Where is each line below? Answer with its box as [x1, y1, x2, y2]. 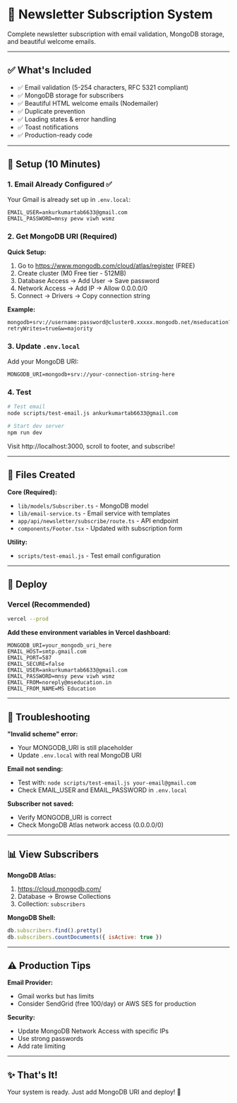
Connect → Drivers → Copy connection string [17, 291, 150, 299]
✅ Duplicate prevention [17, 107, 86, 115]
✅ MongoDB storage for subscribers [17, 91, 124, 100]
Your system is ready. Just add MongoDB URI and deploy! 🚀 [7, 1087, 181, 1097]
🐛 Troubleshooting [7, 711, 90, 723]
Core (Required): [7, 487, 58, 496]
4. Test [7, 387, 32, 397]
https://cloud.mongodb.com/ [17, 884, 102, 893]
